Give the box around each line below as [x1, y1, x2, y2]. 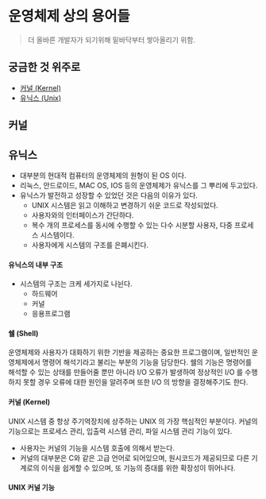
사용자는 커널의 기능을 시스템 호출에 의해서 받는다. [19, 443, 175, 453]
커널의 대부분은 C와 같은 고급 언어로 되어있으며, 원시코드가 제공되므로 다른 [19, 453, 250, 462]
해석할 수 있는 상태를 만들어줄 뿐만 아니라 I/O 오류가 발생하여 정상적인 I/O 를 [8, 367, 244, 377]
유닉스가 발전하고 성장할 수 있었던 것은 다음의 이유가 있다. [19, 190, 199, 199]
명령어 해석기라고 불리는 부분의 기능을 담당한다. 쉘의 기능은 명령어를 [42, 358, 253, 367]
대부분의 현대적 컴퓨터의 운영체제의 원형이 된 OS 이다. [19, 170, 187, 180]
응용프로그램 [31, 309, 71, 319]
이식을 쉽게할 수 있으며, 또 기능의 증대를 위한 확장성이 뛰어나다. [40, 462, 236, 473]
